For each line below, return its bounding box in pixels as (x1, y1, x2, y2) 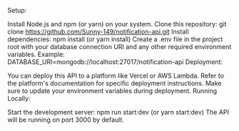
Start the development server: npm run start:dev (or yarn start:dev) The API (7, 108, 230, 116)
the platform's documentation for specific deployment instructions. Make (7, 79, 222, 88)
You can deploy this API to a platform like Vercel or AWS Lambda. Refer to (7, 71, 225, 80)
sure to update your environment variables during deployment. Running (7, 87, 218, 95)
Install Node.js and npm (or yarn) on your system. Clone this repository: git (7, 20, 227, 28)
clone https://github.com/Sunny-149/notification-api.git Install (7, 28, 189, 36)
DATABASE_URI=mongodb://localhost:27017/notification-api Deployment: (7, 58, 223, 66)
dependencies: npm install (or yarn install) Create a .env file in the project (7, 35, 223, 43)
